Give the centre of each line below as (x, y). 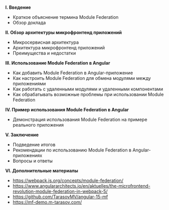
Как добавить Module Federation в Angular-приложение (73, 73)
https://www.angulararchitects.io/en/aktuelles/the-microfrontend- (81, 186)
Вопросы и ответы (33, 161)
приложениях (27, 155)
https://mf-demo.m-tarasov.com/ (47, 202)
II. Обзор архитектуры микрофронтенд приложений (63, 32)
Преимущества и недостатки (44, 53)
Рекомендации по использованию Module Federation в (72, 150)
